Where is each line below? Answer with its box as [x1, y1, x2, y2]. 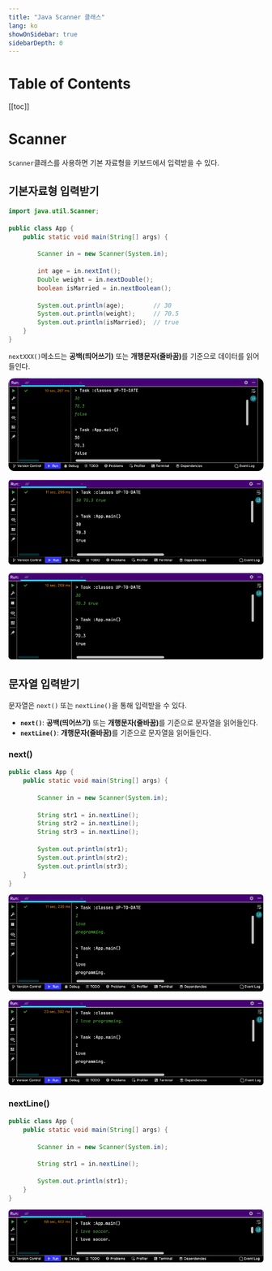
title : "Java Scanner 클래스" [8, 13, 105, 21]
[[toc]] [8, 102, 30, 111]
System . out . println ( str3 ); [37, 862, 129, 871]
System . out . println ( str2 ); [37, 854, 129, 862]
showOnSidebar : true [8, 30, 79, 38]
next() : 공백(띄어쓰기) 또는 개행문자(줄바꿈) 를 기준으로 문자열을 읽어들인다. [19, 717, 259, 727]
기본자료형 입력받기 [8, 184, 100, 198]
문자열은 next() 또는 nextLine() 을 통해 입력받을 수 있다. [8, 700, 188, 710]
